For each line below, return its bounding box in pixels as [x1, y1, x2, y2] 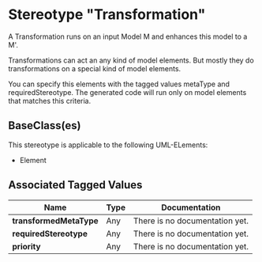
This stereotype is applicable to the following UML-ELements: [8, 140, 208, 150]
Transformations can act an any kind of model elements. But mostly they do [8, 55, 254, 65]
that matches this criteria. [8, 96, 92, 105]
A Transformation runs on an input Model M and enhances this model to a [8, 32, 248, 41]
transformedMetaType [12, 215, 99, 226]
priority [12, 241, 41, 252]
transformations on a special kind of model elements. [8, 63, 182, 73]
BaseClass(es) [8, 119, 81, 132]
